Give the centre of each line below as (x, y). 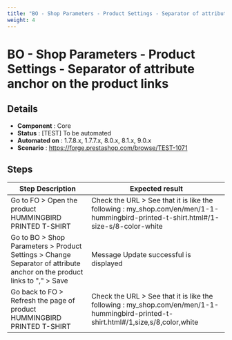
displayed (107, 263)
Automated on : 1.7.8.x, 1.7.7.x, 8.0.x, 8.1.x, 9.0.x (84, 140)
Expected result (156, 189)
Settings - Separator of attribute (101, 69)
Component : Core (44, 126)
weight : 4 (21, 20)
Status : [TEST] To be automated (64, 133)
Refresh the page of (43, 301)
